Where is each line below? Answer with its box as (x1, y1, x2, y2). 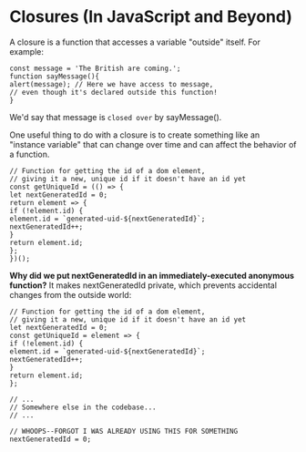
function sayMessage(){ (9, 71, 100, 81)
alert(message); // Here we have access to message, (9, 79, 214, 88)
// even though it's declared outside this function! (9, 87, 219, 97)
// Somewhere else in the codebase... (9, 403, 157, 412)
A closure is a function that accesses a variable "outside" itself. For (9, 36, 261, 47)
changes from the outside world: (9, 289, 132, 300)
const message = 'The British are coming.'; (9, 64, 181, 73)
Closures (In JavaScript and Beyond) (9, 6, 293, 27)
